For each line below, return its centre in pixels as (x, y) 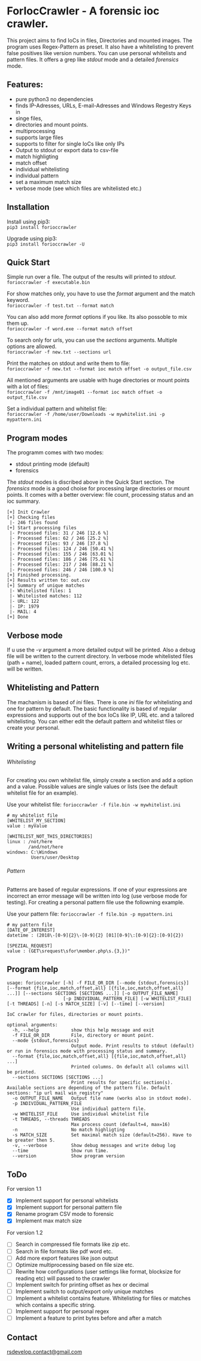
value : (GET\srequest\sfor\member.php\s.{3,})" (68, 951)
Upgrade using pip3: (32, 239)
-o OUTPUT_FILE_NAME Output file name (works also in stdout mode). (102, 1099)
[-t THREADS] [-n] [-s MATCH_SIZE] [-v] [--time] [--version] (86, 1004)
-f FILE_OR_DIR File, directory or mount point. (83, 1036)
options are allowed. (32, 346)
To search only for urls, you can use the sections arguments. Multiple (92, 340)
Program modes (37, 438)
